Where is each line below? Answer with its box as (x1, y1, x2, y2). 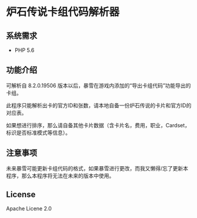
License (6, 190, 36, 200)
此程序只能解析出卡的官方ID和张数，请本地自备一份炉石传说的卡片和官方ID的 (6, 101, 192, 109)
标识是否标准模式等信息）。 (6, 129, 71, 136)
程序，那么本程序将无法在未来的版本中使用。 (6, 172, 115, 179)
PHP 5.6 (14, 47, 35, 54)
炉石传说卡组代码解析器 (6, 5, 120, 19)
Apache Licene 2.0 (6, 205, 52, 212)
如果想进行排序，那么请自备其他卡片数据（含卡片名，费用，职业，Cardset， (6, 121, 190, 128)
